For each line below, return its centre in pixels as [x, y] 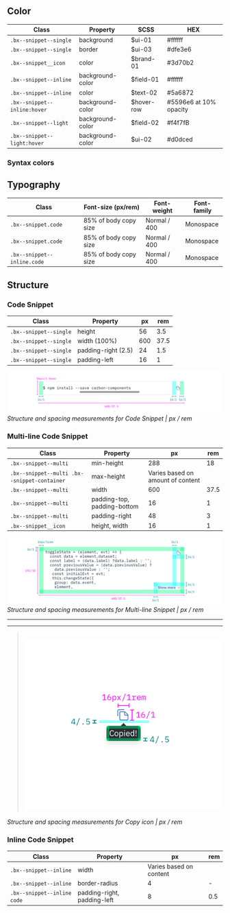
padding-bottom [115, 506]
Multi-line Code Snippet [48, 436]
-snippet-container [38, 481]
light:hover [27, 143]
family [203, 211]
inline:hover [28, 110]
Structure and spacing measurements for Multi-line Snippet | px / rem [105, 609]
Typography [34, 185]
